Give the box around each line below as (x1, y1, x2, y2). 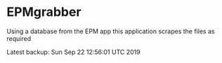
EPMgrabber (6, 4, 81, 20)
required (6, 34, 32, 42)
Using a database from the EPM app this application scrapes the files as (6, 27, 215, 35)
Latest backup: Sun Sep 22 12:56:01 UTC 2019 (6, 48, 141, 56)
